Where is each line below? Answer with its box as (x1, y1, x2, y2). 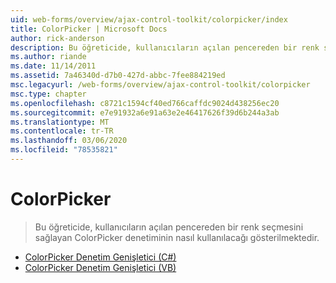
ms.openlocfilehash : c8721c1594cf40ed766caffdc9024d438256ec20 (10, 98, 280, 108)
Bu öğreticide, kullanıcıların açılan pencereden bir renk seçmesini (34, 221, 304, 233)
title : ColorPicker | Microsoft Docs (10, 24, 168, 34)
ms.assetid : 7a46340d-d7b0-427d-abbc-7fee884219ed (10, 71, 226, 81)
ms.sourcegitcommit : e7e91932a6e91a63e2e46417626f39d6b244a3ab (10, 107, 280, 118)
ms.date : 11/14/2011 (10, 61, 97, 71)
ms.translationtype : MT (10, 117, 110, 127)
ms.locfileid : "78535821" (10, 145, 118, 155)
